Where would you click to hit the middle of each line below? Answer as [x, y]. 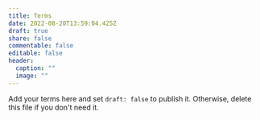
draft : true [28, 31]
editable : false [35, 53]
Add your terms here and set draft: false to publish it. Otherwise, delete [130, 98]
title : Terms [30, 16]
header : [21, 61]
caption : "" [36, 68]
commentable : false [41, 46]
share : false [30, 38]
